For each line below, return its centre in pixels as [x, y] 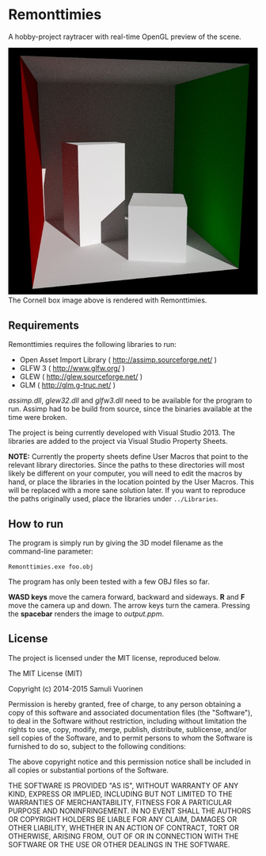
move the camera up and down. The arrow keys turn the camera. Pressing [129, 606]
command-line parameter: [51, 551]
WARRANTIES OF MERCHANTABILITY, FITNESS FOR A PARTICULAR [120, 802]
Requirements [44, 325]
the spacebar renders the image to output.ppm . [86, 614]
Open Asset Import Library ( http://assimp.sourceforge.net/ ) [118, 360]
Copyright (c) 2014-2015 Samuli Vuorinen [76, 688]
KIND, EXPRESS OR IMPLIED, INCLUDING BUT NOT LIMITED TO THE [120, 794]
